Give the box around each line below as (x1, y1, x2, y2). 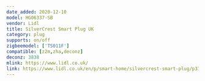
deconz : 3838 (6, 54, 40, 60)
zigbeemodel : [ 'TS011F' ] (6, 43, 70, 49)
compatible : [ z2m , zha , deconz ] (6, 49, 84, 55)
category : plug (6, 32, 45, 38)
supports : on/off (6, 37, 51, 43)
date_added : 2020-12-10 (6, 9, 67, 15)
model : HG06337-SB (6, 15, 53, 21)
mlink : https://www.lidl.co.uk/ (6, 60, 88, 66)
